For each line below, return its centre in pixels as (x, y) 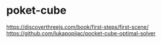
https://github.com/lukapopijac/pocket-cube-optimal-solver (81, 33)
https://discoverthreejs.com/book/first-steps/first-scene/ (78, 27)
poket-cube (36, 10)
